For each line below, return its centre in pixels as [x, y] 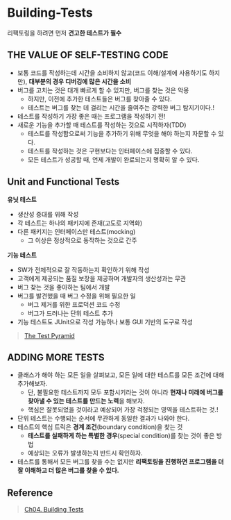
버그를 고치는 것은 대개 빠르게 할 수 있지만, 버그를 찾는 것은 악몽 [103, 90]
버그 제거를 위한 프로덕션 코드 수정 [74, 304]
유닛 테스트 [22, 199]
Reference [30, 493]
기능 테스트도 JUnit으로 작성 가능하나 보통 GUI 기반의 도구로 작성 [105, 321]
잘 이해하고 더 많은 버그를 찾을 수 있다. [68, 471]
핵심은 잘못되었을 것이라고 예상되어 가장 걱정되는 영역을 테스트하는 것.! [123, 410]
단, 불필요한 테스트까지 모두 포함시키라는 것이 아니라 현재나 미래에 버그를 [125, 392]
